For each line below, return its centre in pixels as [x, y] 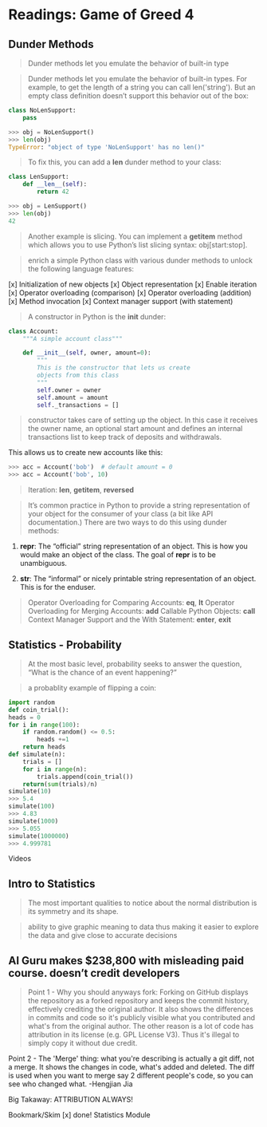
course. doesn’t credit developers [94, 973]
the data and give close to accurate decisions [102, 935]
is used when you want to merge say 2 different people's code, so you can [131, 1076]
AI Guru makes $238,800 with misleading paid [126, 961]
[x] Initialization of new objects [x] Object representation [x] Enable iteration [133, 284]
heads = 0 [25, 717]
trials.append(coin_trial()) [85, 777]
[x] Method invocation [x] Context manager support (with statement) [121, 301]
